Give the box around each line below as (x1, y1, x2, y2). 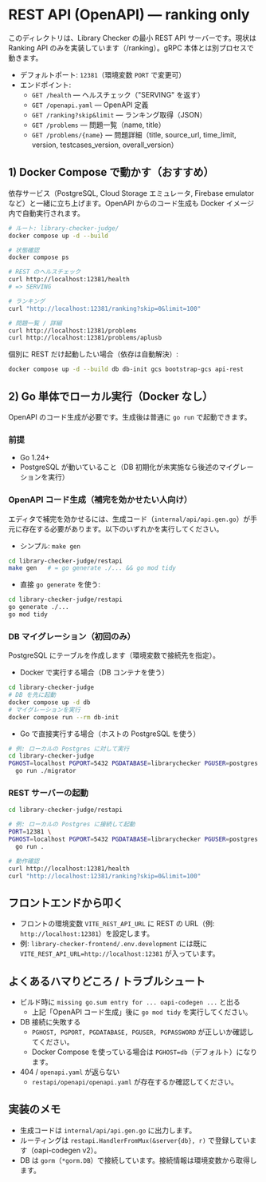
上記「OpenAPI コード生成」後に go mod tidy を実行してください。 (31, 1007, 252, 1017)
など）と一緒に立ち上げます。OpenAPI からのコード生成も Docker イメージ (8, 198, 255, 208)
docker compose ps (8, 253, 69, 261)
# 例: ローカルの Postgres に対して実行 (8, 745, 130, 753)
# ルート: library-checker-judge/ (8, 224, 119, 233)
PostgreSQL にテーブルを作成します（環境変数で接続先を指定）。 (8, 651, 221, 660)
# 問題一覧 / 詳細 (8, 319, 62, 327)
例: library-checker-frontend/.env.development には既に (19, 939, 208, 949)
